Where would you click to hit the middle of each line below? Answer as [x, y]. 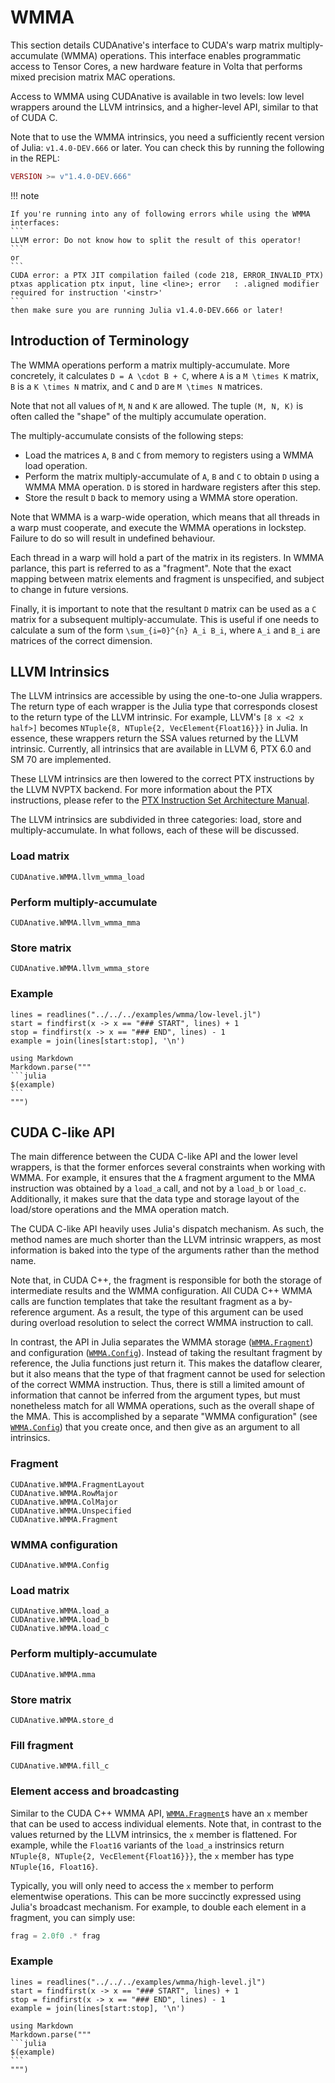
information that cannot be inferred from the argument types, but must [155, 1395]
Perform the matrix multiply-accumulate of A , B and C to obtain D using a [172, 476]
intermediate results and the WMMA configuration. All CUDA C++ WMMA [161, 1291]
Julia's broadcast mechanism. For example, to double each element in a [158, 1907]
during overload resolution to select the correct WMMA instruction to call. [162, 1323]
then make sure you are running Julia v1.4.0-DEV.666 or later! [147, 310]
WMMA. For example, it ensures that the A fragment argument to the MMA [163, 1178]
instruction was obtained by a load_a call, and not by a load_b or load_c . [158, 1188]
